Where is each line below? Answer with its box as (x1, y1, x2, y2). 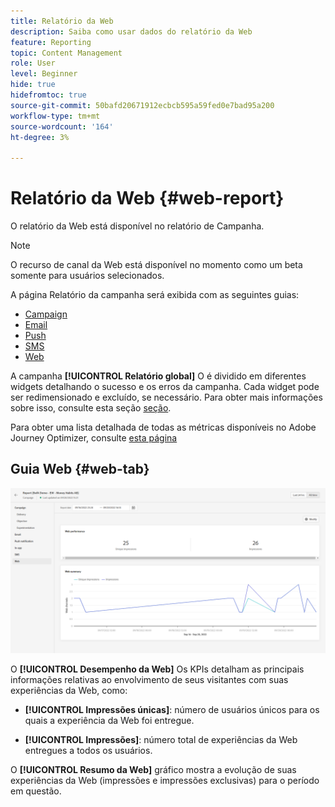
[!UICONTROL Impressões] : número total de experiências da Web (24, 733, 298, 745)
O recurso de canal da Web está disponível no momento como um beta (10, 259, 303, 271)
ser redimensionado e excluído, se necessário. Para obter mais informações (10, 391, 323, 404)
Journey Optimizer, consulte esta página (10, 432, 178, 444)
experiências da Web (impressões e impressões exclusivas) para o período (10, 774, 320, 786)
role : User (10, 58, 56, 69)
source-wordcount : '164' (10, 121, 114, 132)
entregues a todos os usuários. (24, 744, 153, 756)
